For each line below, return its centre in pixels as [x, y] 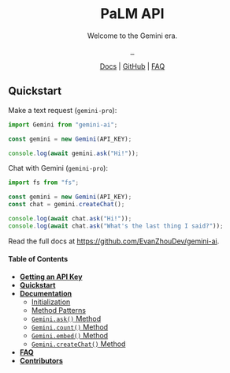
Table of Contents [38, 259]
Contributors [41, 360]
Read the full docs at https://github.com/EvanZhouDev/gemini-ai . [114, 241]
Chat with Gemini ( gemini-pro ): [58, 168]
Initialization [51, 302]
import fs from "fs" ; [44, 183]
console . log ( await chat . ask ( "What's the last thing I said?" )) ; [116, 226]
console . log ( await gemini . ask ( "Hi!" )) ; [74, 153]
